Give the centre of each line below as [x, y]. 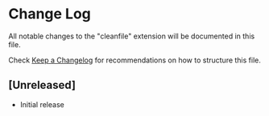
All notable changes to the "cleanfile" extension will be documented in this [132, 36]
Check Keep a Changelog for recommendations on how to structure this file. [135, 60]
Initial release [42, 104]
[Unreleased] [42, 85]
